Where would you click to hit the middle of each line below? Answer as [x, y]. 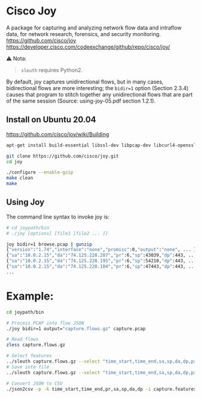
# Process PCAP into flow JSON [45, 323]
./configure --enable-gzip [40, 172]
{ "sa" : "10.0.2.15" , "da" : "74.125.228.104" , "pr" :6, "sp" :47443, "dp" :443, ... [101, 267]
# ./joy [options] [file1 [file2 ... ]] [57, 233]
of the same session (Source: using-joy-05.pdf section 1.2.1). [81, 101]
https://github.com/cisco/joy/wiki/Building [58, 134]
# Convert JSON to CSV [34, 383]
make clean [20, 178]
